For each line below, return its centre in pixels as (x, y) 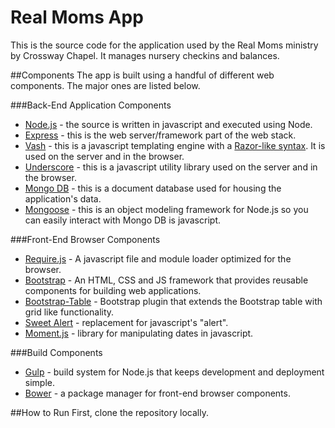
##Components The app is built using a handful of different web (142, 75)
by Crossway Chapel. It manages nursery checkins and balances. (145, 55)
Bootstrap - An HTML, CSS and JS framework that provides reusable (166, 280)
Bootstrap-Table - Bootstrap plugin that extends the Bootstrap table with (173, 301)
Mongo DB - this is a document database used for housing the (153, 188)
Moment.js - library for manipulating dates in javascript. (139, 333)
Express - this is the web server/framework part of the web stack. (160, 135)
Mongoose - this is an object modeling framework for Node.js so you (166, 209)
